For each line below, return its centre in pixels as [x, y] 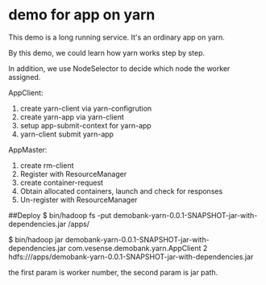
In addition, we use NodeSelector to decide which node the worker [119, 68]
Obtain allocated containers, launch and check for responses [121, 191]
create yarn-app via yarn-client [72, 117]
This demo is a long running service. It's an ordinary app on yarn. [117, 37]
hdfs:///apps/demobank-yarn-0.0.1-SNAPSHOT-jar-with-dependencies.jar [131, 257]
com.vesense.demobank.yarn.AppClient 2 [138, 248]
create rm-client [47, 165]
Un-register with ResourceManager [79, 199]
